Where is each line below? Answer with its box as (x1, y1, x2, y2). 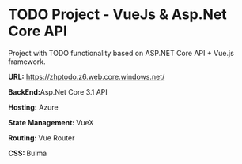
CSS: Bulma (8, 148, 47, 158)
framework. (8, 57, 46, 66)
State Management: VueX (8, 117, 94, 127)
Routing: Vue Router (8, 132, 75, 143)
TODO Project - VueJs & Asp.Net (8, 6, 227, 24)
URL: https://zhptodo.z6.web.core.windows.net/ (8, 72, 165, 81)
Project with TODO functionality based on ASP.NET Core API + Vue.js (8, 48, 235, 58)
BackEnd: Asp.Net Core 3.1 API (8, 87, 108, 96)
